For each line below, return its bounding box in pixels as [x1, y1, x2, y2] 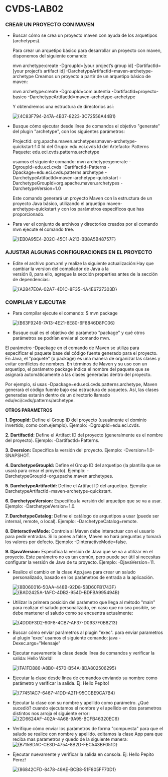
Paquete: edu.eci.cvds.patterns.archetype [12, 149, 99, 155]
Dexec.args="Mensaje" [12, 640, 61, 646]
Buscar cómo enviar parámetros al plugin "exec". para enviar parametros [12, 629, 163, 635]
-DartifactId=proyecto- [111, 89, 159, 95]
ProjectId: [12, 138, 33, 144]
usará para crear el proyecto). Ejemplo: [5, 468, 86, 474]
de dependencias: [12, 276, 50, 282]
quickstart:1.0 [12, 144, 41, 150]
